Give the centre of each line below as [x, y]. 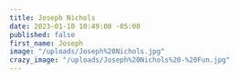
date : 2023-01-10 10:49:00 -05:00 [75, 26]
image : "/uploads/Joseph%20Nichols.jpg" [88, 52]
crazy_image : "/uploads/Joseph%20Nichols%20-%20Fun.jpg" [120, 60]
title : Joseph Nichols [52, 18]
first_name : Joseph [47, 43]
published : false [42, 35]
